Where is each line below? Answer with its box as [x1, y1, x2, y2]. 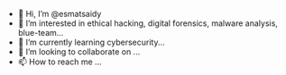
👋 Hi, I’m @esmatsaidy [17, 9, 102, 19]
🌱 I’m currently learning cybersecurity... [17, 37, 165, 47]
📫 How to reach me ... [17, 56, 102, 67]
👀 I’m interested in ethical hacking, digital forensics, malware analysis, [17, 18, 278, 29]
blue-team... [17, 28, 64, 37]
